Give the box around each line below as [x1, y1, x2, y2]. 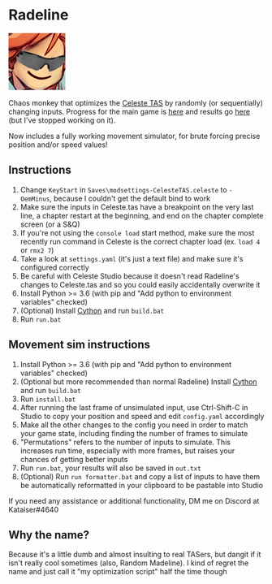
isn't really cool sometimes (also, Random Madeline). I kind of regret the [8, 558, 249, 568]
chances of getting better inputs [19, 454, 128, 464]
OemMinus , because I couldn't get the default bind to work [19, 193, 211, 203]
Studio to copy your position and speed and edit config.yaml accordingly [19, 411, 265, 421]
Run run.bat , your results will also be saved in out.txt [19, 463, 201, 473]
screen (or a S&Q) [19, 219, 80, 229]
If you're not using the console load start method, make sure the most [19, 227, 255, 237]
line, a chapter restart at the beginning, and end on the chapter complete [19, 210, 264, 220]
